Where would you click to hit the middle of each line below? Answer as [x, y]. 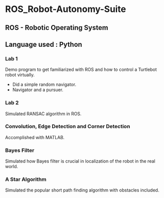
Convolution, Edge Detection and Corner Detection [68, 127]
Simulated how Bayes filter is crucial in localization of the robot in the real [80, 161]
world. [12, 167]
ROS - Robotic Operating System [57, 28]
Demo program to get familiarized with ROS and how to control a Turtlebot [81, 70]
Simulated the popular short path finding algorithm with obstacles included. [82, 190]
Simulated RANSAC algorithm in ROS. [43, 114]
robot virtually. [20, 75]
